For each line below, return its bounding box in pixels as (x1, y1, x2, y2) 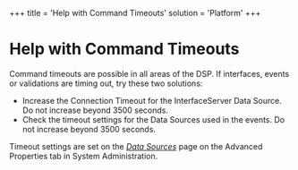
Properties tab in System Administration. (9, 150, 158, 161)
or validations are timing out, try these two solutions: (9, 78, 203, 89)
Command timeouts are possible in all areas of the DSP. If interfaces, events (9, 68, 290, 79)
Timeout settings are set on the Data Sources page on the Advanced (9, 140, 263, 151)
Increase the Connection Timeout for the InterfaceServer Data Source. (21, 95, 282, 106)
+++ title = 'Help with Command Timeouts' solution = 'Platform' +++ (9, 8, 261, 18)
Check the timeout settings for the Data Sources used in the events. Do (21, 114, 285, 124)
